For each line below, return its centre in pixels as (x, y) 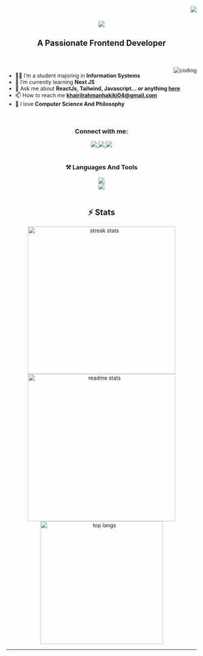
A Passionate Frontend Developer (101, 43)
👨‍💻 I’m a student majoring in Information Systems (78, 76)
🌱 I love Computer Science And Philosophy (70, 104)
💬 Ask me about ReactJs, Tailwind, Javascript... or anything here (98, 88)
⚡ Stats (101, 212)
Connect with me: (101, 131)
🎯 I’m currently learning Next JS (55, 82)
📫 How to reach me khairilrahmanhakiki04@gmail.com (86, 95)
